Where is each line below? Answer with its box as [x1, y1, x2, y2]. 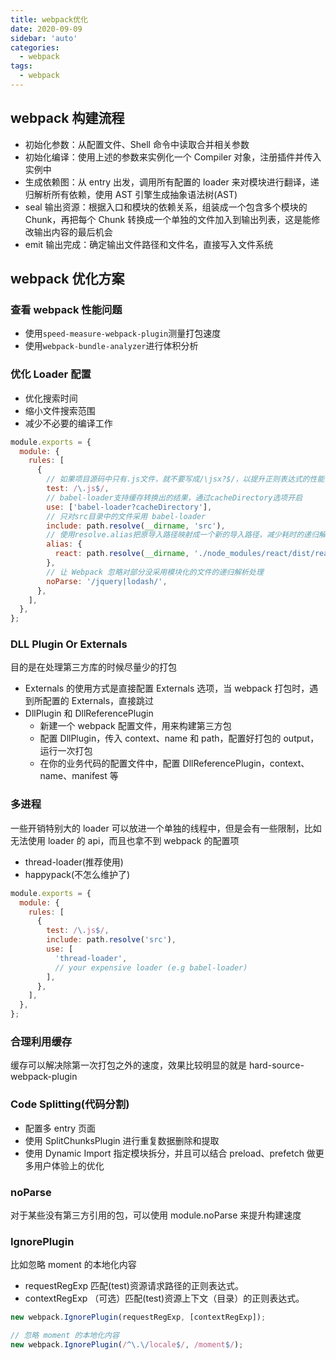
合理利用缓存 [10, 1034, 73, 1048]
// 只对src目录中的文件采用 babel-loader [46, 511, 207, 521]
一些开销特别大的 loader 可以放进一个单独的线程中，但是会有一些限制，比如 [10, 822, 322, 834]
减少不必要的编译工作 [24, 417, 113, 429]
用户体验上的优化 [33, 1159, 105, 1171]
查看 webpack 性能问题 [10, 303, 123, 316]
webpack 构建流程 [10, 110, 125, 127]
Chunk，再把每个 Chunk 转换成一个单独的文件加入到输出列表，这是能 [24, 213, 312, 225]
